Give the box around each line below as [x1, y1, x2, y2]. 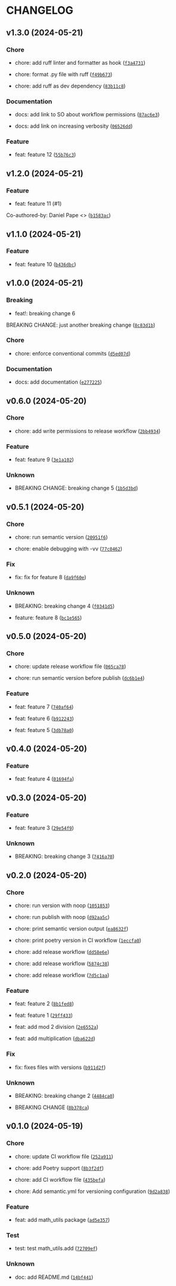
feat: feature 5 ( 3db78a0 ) [14, 726, 74, 733]
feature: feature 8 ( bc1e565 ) [14, 614, 82, 621]
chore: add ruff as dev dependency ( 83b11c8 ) [14, 82, 126, 89]
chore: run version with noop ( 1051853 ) [14, 902, 110, 909]
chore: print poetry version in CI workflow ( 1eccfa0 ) [14, 936, 141, 944]
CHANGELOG [6, 4, 73, 17]
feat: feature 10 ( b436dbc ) [14, 260, 76, 267]
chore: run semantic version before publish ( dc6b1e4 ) [14, 674, 145, 682]
